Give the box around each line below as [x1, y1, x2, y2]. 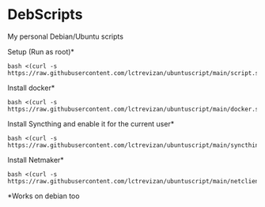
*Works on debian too [7, 191, 80, 201]
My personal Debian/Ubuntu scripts [7, 32, 124, 41]
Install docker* [7, 83, 55, 92]
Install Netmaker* [7, 155, 64, 164]
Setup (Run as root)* [7, 47, 74, 56]
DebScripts [7, 6, 83, 24]
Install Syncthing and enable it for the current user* [7, 119, 175, 128]
